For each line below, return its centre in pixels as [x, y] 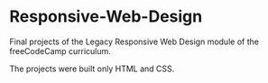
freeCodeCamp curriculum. [60, 51]
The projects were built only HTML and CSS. [92, 69]
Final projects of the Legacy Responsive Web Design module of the [134, 41]
